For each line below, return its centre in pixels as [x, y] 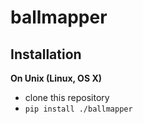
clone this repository [67, 97]
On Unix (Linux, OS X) [56, 78]
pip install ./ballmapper [78, 109]
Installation [46, 54]
